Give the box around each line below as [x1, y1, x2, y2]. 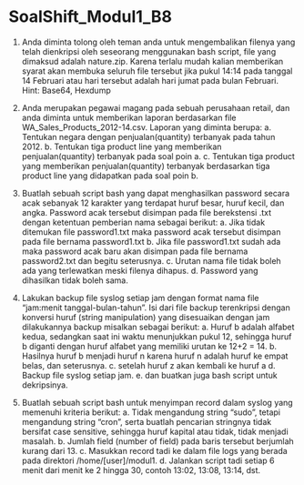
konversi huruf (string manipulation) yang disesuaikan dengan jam [21, 311, 270, 322]
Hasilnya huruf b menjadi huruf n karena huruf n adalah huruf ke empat [21, 350, 289, 361]
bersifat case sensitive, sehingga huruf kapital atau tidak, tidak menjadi [21, 426, 289, 437]
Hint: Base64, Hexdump [21, 85, 111, 96]
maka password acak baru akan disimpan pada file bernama [21, 246, 248, 257]
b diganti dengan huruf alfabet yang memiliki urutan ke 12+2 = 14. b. [21, 340, 277, 351]
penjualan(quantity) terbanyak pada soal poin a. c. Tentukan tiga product [21, 150, 295, 161]
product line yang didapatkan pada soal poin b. [21, 170, 199, 181]
